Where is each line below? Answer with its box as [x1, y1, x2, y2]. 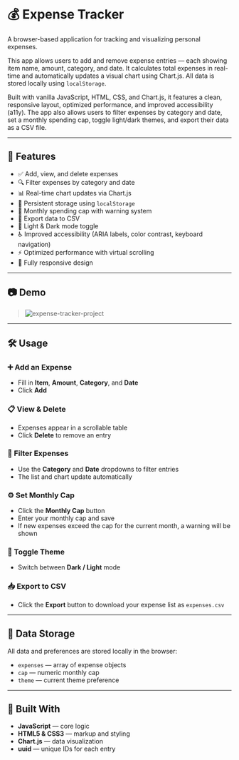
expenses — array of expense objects [17, 660, 127, 669]
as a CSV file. [7, 123, 47, 131]
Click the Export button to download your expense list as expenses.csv [17, 600, 225, 609]
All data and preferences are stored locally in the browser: [7, 647, 178, 655]
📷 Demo [7, 287, 46, 299]
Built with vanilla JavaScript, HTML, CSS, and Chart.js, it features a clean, [7, 93, 223, 101]
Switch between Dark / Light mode [17, 563, 121, 572]
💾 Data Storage [7, 628, 75, 640]
